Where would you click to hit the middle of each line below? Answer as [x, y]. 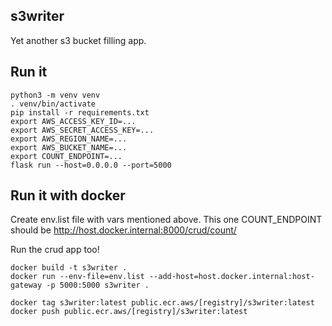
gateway [26, 285]
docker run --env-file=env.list [77, 277]
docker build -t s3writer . [69, 268]
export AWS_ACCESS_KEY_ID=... [73, 121]
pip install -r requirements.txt [80, 112]
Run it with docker [68, 195]
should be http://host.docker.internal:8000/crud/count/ [123, 230]
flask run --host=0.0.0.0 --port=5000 [91, 165]
